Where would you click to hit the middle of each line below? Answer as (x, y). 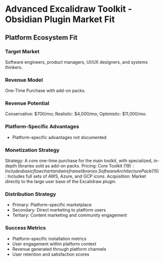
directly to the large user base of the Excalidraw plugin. (61, 182)
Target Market (22, 51)
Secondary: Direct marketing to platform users (59, 210)
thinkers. (14, 67)
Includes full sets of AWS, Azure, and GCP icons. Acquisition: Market (77, 176)
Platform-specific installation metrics (49, 238)
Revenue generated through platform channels (59, 249)
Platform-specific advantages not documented (59, 137)
